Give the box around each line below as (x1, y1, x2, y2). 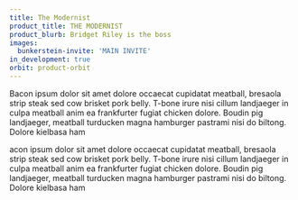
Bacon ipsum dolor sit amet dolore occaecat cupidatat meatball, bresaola (9, 87, 282, 99)
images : (9, 38, 39, 48)
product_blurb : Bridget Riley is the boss (9, 30, 172, 39)
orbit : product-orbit (9, 64, 91, 73)
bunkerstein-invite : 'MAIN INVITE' (17, 47, 152, 56)
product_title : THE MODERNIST (9, 22, 124, 31)
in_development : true (9, 55, 91, 64)
